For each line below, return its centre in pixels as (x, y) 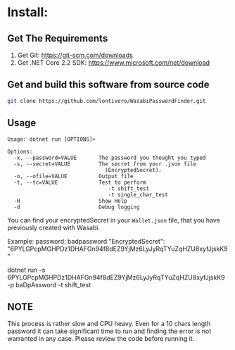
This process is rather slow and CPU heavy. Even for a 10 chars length (109, 324)
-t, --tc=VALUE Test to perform (80, 182)
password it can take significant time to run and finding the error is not (109, 331)
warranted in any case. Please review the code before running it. (101, 339)
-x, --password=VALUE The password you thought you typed (110, 158)
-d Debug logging (77, 207)
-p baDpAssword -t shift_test (49, 285)
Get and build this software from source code (108, 85)
